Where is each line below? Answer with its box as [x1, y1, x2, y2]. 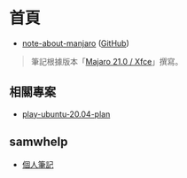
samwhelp [9, 135, 68, 150]
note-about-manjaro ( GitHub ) [21, 37, 130, 49]
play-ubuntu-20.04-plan [21, 108, 111, 120]
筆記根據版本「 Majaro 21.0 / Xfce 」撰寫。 [30, 56, 183, 66]
